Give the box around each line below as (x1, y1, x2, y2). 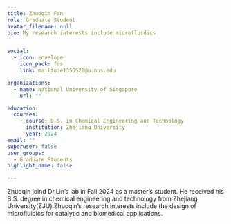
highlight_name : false (7, 163, 73, 170)
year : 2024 (25, 130, 57, 137)
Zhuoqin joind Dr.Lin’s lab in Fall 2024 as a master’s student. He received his (7, 187, 225, 196)
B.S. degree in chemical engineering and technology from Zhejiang (7, 194, 198, 203)
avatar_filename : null (7, 23, 73, 30)
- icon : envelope (13, 54, 64, 61)
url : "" (19, 92, 41, 99)
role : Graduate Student (7, 17, 76, 23)
